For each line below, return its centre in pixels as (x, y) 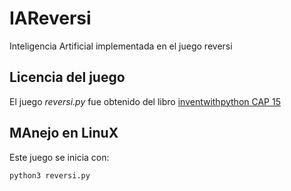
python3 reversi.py (50, 175)
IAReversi (50, 18)
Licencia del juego (67, 77)
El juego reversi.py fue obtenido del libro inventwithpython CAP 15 (145, 101)
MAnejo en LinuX (64, 133)
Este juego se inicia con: (59, 157)
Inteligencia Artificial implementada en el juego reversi (121, 46)
